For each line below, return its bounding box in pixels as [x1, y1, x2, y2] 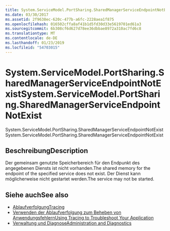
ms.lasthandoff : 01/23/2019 [5, 40, 65, 45]
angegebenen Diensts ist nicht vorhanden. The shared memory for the [5, 165, 151, 171]
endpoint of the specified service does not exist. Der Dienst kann [5, 170, 141, 177]
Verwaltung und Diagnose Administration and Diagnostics [12, 220, 132, 226]
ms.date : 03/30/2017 [5, 12, 49, 17]
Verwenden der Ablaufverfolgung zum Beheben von [12, 209, 121, 215]
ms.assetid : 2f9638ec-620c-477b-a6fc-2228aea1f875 [5, 17, 114, 22]
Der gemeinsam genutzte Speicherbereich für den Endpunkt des [5, 160, 140, 166]
